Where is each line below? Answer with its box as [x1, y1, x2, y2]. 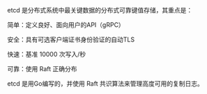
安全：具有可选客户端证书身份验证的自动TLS [7, 35, 135, 44]
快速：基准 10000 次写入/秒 [7, 50, 86, 58]
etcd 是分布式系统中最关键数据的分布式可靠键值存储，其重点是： [7, 6, 193, 14]
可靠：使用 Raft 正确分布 [7, 65, 77, 73]
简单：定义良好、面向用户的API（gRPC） [7, 21, 125, 29]
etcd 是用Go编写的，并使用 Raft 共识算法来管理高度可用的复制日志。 [7, 79, 204, 88]
